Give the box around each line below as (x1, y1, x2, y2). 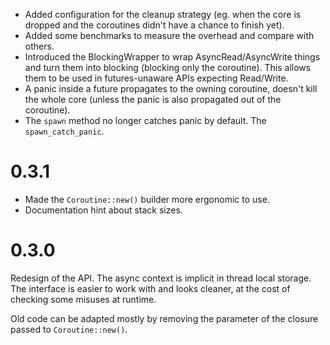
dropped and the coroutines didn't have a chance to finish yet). (24, 19, 285, 31)
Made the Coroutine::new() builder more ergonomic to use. (24, 193, 270, 205)
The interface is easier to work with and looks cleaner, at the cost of (10, 282, 291, 294)
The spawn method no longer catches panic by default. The (24, 115, 267, 126)
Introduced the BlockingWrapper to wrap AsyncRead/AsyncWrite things (24, 51, 321, 63)
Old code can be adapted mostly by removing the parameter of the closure (10, 312, 319, 324)
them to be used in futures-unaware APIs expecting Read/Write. (24, 72, 289, 84)
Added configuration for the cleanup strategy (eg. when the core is (24, 9, 302, 20)
